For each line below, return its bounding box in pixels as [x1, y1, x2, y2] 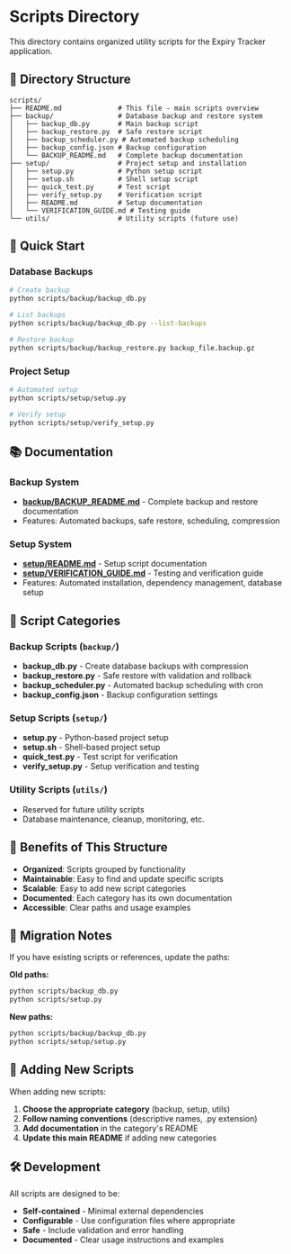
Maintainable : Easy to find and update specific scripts [22, 873, 225, 884]
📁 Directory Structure [9, 72, 132, 87]
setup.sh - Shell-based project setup [22, 741, 161, 753]
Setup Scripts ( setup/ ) [9, 712, 108, 724]
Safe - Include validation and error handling [22, 1224, 184, 1235]
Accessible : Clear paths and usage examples [22, 902, 191, 913]
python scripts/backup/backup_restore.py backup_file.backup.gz [9, 343, 255, 352]
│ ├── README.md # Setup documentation [9, 198, 203, 207]
